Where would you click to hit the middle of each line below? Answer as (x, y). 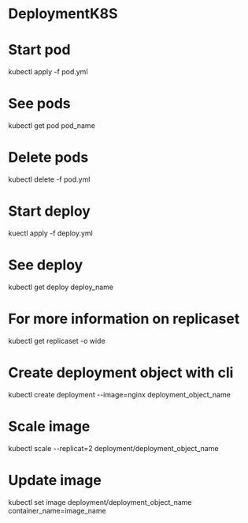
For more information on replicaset (124, 319)
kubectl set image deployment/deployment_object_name (100, 502)
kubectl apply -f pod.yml (48, 72)
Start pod (39, 50)
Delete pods (48, 158)
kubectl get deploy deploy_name (61, 287)
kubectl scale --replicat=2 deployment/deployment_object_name (113, 448)
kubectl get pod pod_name (52, 126)
